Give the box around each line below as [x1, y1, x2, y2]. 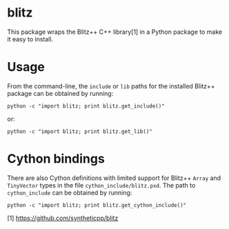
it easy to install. [7, 34, 54, 43]
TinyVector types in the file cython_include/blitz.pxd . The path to [7, 181, 196, 189]
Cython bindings [7, 151, 105, 167]
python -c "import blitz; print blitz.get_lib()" [7, 128, 153, 135]
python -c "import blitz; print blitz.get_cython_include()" [7, 201, 187, 208]
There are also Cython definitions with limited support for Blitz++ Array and [7, 174, 221, 182]
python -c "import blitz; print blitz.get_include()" [7, 102, 166, 110]
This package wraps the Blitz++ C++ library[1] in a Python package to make [7, 28, 223, 36]
